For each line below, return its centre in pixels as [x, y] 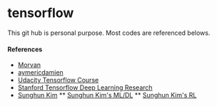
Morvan [29, 65]
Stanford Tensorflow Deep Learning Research [85, 88]
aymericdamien [41, 73]
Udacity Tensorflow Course [58, 80]
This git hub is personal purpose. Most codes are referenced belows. [109, 33]
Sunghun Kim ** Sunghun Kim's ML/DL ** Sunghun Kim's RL [107, 95]
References [25, 49]
